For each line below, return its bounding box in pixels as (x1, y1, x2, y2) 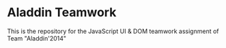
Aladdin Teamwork (7, 5, 117, 20)
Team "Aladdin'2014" (7, 34, 67, 42)
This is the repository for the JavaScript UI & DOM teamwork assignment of (7, 27, 220, 35)
